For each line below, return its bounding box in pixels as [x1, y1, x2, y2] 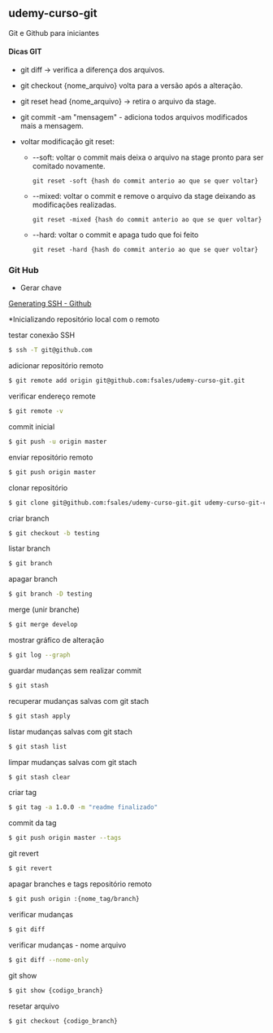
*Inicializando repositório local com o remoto [8, 314, 160, 324]
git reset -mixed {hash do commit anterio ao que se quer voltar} [32, 216, 262, 224]
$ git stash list [8, 742, 67, 750]
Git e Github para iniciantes [8, 28, 100, 37]
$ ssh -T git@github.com [8, 346, 93, 354]
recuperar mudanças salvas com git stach [8, 696, 149, 706]
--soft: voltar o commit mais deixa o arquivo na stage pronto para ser [32, 152, 264, 162]
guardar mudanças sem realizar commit [8, 666, 142, 675]
